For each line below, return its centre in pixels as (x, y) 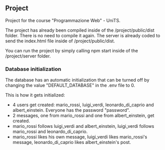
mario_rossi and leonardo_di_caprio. (50, 132)
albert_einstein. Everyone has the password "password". (71, 110)
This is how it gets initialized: (35, 95)
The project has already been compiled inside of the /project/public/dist (80, 30)
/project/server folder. (28, 56)
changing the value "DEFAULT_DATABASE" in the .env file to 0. (70, 86)
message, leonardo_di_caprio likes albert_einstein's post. (72, 142)
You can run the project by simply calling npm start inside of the (72, 50)
